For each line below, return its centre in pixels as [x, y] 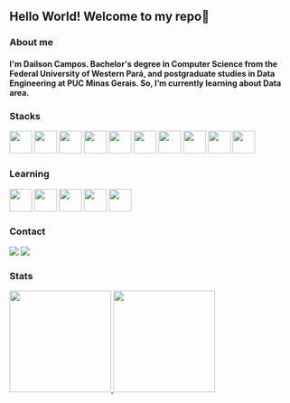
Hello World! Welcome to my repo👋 [109, 17]
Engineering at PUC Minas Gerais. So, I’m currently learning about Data [145, 83]
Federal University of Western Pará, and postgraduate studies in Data [142, 73]
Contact [28, 231]
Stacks [25, 116]
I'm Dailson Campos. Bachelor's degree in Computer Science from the [144, 63]
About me [32, 42]
